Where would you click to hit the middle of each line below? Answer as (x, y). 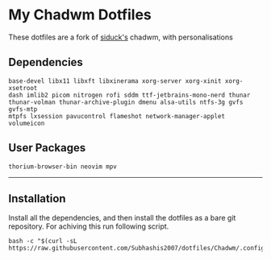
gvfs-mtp (23, 109)
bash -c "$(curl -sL (43, 241)
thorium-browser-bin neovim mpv (63, 167)
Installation (37, 198)
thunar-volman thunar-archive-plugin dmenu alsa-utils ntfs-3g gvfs (126, 102)
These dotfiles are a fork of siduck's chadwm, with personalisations (121, 37)
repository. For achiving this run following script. (89, 226)
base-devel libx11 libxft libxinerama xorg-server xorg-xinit (115, 81)
